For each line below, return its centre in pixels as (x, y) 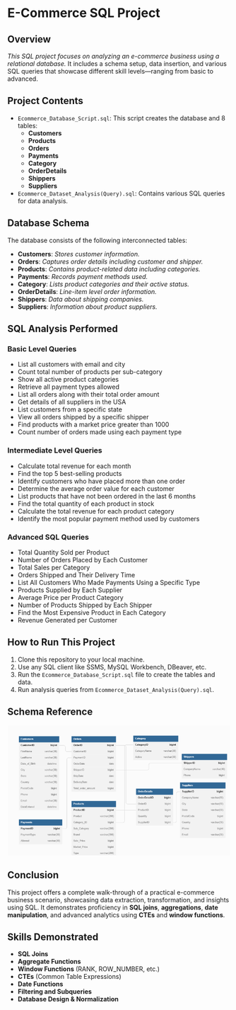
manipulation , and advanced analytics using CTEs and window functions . (116, 914)
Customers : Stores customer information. (78, 254)
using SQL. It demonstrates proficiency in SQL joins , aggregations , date (113, 907)
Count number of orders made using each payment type (100, 432)
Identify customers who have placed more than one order (101, 481)
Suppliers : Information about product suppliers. (87, 307)
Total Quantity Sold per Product (63, 552)
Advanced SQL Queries (48, 537)
